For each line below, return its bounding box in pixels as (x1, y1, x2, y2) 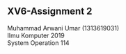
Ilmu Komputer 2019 (7, 31, 65, 39)
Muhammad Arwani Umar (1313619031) (7, 24, 120, 32)
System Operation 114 (7, 38, 70, 47)
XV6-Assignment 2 (7, 6, 93, 17)
